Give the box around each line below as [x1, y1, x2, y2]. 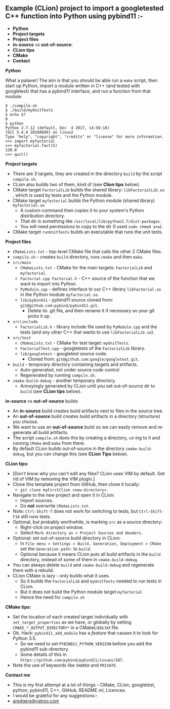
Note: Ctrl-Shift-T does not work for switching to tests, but [12, 508, 138, 514]
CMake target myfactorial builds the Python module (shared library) [12, 197, 155, 203]
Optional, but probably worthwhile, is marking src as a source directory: [12, 519, 163, 525]
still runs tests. [21, 513, 52, 519]
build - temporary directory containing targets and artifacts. [12, 361, 138, 367]
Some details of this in [20, 651, 67, 657]
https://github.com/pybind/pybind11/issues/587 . [20, 656, 124, 662]
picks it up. [27, 313, 51, 319]
